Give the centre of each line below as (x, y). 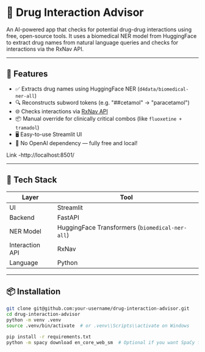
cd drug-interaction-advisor (43, 315)
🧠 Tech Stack (32, 180)
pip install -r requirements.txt (49, 337)
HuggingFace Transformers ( (99, 227)
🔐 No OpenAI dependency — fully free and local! (76, 143)
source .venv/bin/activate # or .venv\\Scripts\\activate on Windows (98, 326)
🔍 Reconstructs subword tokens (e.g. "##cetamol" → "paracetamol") (103, 102)
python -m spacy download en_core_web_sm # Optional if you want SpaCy (101, 342)
